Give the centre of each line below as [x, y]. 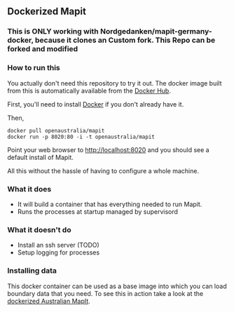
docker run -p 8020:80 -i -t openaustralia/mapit [81, 137]
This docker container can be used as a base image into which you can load [117, 286]
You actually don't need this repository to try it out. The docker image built [115, 83]
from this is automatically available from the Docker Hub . [89, 90]
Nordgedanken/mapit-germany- [156, 32]
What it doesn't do [39, 229]
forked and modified [43, 49]
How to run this [34, 68]
